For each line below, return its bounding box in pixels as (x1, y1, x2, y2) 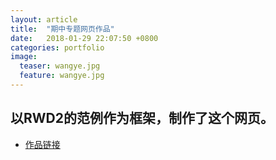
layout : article (10, 14, 78, 25)
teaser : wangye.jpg (19, 61, 101, 71)
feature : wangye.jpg (19, 71, 105, 81)
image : (10, 52, 38, 62)
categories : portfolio (10, 42, 105, 53)
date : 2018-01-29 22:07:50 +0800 (10, 33, 159, 43)
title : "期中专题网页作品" (10, 24, 115, 34)
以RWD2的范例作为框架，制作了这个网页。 (10, 110, 274, 127)
